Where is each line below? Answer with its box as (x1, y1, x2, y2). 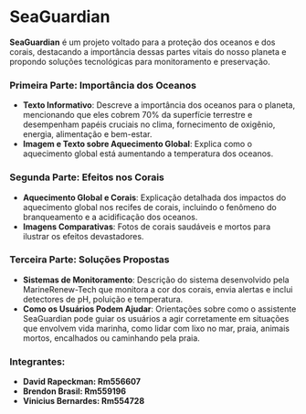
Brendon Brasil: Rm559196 (22, 386, 126, 397)
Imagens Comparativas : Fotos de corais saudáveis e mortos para (22, 221, 271, 232)
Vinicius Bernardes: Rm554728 (22, 396, 144, 407)
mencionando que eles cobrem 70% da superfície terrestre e (22, 110, 253, 121)
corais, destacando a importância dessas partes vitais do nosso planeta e (9, 46, 287, 57)
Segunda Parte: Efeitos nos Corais (9, 171, 164, 184)
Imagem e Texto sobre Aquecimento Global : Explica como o (22, 139, 253, 150)
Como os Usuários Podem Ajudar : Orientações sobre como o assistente (22, 303, 297, 314)
